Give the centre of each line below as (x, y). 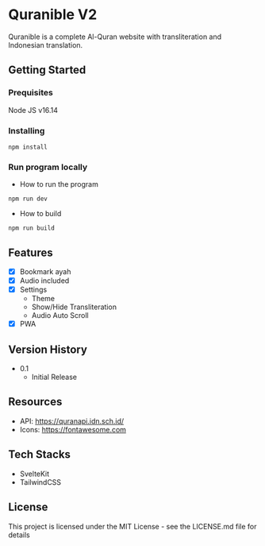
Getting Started (47, 70)
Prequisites (31, 93)
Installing (27, 130)
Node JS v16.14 (33, 110)
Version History (48, 349)
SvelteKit (35, 474)
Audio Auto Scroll (60, 316)
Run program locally (48, 167)
